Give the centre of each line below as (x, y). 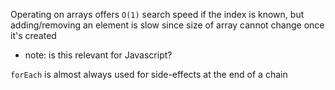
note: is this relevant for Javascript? (98, 55)
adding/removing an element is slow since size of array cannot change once (167, 25)
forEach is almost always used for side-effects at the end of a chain (149, 74)
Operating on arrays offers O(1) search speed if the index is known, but (157, 14)
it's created (33, 35)
